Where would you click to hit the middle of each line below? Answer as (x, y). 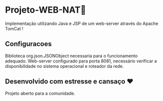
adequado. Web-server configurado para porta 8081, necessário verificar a (81, 61)
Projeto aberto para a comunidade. (40, 93)
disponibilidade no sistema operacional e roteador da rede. (64, 66)
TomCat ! (14, 28)
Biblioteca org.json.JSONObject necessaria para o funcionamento (71, 56)
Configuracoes (29, 44)
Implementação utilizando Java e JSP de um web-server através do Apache (82, 23)
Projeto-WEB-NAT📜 (46, 10)
